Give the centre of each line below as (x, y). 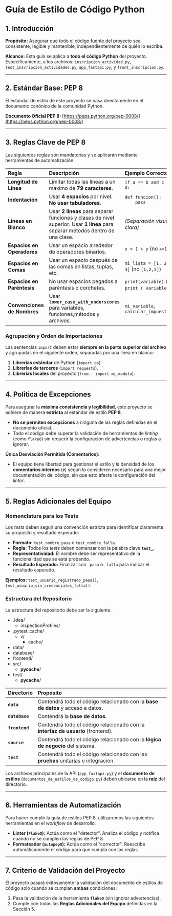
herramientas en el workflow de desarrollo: (51, 823)
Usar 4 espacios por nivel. (81, 196)
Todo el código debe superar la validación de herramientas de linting (85, 433)
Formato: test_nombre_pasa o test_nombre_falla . (64, 543)
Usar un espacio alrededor (81, 245)
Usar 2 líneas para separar (81, 211)
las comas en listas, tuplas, (81, 266)
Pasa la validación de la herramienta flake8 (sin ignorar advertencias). (87, 898)
